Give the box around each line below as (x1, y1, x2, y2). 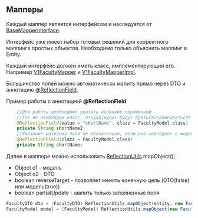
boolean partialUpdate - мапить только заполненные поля (14, 189, 160, 196)
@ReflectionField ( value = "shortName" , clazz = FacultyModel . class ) (16, 120, 189, 126)
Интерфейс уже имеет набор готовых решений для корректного (6, 38, 169, 45)
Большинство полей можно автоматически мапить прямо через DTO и (6, 80, 186, 87)
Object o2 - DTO (14, 170, 55, 177)
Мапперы (6, 5, 44, 15)
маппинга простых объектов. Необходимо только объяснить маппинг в (6, 44, 187, 51)
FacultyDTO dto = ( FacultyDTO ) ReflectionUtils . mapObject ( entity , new (6, 200, 183, 206)
